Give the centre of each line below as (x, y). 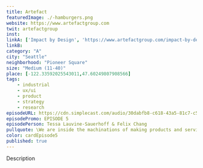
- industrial (34, 85)
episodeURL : (21, 113)
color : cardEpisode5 (32, 136)
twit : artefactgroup (32, 29)
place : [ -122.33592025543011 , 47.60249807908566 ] (69, 74)
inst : (13, 34)
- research (31, 107)
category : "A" (24, 51)
